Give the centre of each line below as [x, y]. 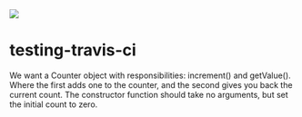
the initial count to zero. [54, 104]
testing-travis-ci [73, 50]
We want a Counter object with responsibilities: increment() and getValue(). [150, 75]
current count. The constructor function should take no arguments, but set [149, 94]
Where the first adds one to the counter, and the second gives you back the [151, 84]
